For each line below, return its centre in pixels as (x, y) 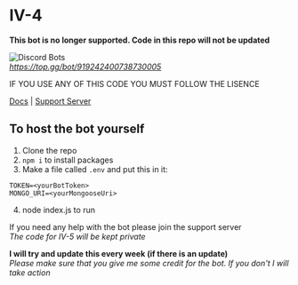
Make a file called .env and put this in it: (95, 169)
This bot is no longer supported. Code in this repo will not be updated (140, 40)
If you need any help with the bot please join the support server (125, 226)
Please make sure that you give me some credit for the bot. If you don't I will (149, 263)
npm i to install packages (68, 160)
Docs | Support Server (50, 101)
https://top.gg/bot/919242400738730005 (85, 67)
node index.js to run (59, 210)
